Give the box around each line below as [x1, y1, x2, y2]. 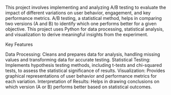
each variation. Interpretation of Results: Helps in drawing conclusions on [5, 79, 160, 84]
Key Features [5, 41, 33, 47]
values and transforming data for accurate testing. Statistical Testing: [5, 57, 151, 63]
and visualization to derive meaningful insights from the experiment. [5, 32, 149, 37]
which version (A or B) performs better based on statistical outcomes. [5, 84, 152, 90]
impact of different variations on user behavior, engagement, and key [5, 10, 151, 16]
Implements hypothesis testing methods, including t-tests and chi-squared [5, 62, 162, 68]
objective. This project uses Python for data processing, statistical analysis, [5, 26, 164, 32]
